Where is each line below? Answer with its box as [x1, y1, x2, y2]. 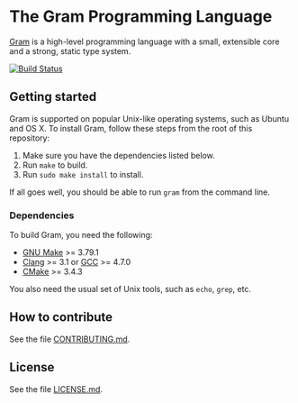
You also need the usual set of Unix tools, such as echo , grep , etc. [9, 284, 252, 295]
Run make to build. [22, 160, 88, 170]
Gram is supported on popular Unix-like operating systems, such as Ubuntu [9, 113, 290, 124]
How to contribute [9, 309, 113, 325]
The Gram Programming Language [9, 6, 273, 27]
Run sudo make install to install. [22, 169, 144, 179]
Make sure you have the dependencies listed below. [22, 150, 216, 160]
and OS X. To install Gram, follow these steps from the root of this [9, 123, 253, 133]
